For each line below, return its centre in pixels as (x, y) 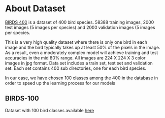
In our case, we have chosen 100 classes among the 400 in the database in (82, 78)
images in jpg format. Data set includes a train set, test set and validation (79, 63)
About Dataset (35, 9)
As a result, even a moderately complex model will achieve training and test (82, 53)
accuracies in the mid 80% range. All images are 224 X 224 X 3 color (75, 58)
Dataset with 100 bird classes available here (50, 110)
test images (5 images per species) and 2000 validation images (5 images (80, 27)
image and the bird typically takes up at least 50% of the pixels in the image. (82, 47)
